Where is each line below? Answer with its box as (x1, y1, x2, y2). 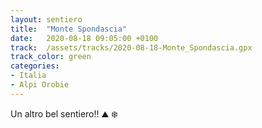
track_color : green (10, 52, 92, 62)
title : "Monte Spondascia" (10, 24, 128, 34)
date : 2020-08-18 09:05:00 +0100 (10, 33, 159, 43)
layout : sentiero (10, 14, 83, 25)
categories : (10, 61, 60, 71)
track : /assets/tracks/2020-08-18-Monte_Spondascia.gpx (10, 42, 253, 53)
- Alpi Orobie (10, 80, 70, 90)
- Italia (10, 71, 47, 81)
